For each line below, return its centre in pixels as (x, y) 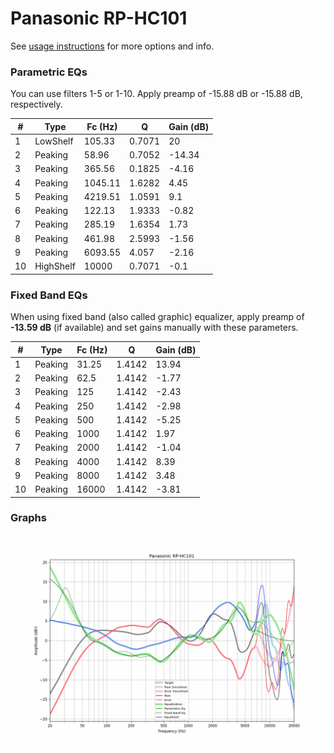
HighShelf (55, 266)
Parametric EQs (49, 72)
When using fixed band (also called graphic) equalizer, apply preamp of (157, 317)
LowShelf (54, 141)
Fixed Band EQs (49, 295)
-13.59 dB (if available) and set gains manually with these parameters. (154, 328)
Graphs (28, 518)
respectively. (36, 104)
